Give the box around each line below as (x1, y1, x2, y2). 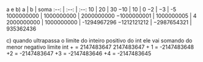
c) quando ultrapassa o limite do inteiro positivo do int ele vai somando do (6, 37, 193, 44)
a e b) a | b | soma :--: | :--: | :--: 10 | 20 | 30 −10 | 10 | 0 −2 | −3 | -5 (6, 6, 176, 13)
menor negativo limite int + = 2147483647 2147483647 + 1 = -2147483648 (6, 43, 194, 50)
